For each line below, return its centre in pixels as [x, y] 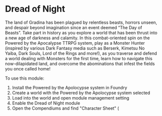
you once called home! [28, 68]
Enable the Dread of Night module [46, 103]
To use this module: [25, 78]
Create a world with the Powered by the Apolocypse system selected [81, 93]
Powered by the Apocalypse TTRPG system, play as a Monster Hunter [75, 43]
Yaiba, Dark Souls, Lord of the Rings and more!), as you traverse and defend [81, 53]
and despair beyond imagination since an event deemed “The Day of [73, 27]
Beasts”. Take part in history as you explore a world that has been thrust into [81, 33]
